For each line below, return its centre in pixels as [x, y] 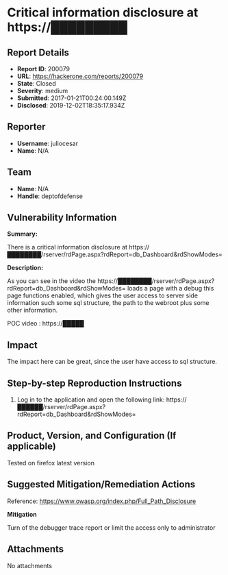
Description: [25, 268]
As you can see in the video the [51, 281]
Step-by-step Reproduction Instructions [94, 383]
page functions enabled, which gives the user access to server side [103, 295]
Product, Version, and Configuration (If [92, 436]
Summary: [22, 234]
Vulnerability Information [62, 218]
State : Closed [36, 83]
